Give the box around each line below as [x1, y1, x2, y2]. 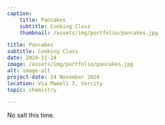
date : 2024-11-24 [7, 54, 57, 62]
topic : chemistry [7, 87, 57, 93]
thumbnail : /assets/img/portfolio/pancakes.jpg [19, 29, 158, 36]
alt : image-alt [7, 67, 51, 74]
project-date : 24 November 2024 [7, 73, 100, 80]
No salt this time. [7, 111, 55, 120]
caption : [7, 10, 32, 17]
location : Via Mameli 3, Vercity [7, 80, 103, 87]
